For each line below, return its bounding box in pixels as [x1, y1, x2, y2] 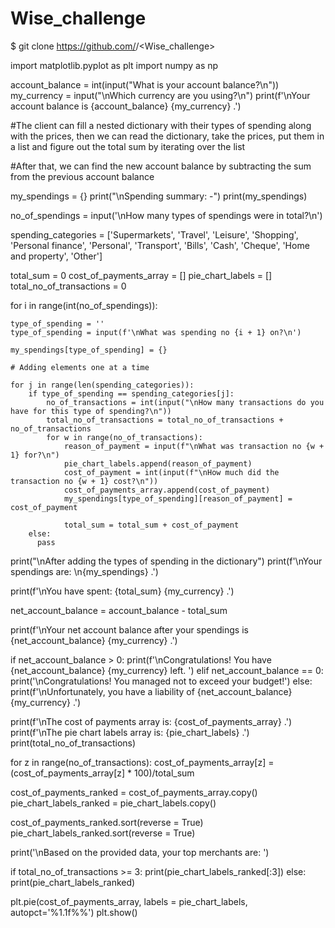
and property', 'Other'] [10, 250, 103, 262]
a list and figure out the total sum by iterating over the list [10, 140, 246, 152]
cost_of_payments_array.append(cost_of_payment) [63, 485, 271, 495]
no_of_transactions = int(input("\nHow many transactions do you [46, 397, 325, 407]
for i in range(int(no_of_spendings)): [10, 299, 158, 311]
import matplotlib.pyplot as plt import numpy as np [10, 59, 219, 71]
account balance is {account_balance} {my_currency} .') [10, 100, 242, 112]
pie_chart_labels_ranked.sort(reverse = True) [10, 827, 196, 839]
